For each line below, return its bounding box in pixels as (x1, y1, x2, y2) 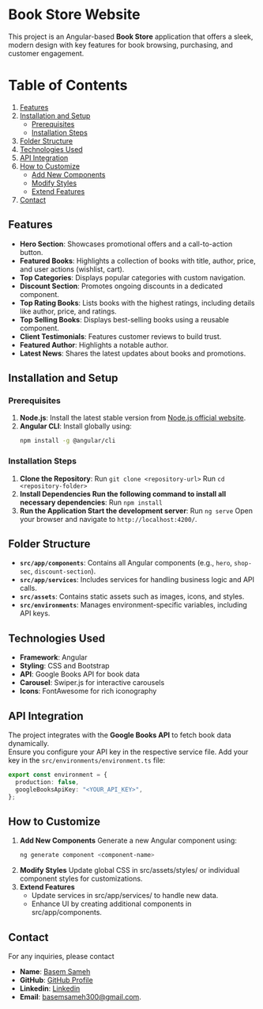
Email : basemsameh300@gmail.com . (19, 992, 142, 1001)
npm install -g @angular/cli (19, 437, 116, 445)
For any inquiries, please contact (8, 951, 115, 961)
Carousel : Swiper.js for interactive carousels (19, 678, 165, 687)
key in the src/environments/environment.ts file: (8, 755, 166, 765)
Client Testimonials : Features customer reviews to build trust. (19, 331, 222, 341)
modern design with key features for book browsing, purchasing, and (8, 40, 233, 49)
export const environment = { (8, 771, 108, 779)
